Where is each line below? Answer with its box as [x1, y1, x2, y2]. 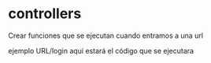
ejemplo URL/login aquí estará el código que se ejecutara [8, 46, 194, 55]
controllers [8, 5, 82, 23]
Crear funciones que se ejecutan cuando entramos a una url [8, 31, 203, 40]
